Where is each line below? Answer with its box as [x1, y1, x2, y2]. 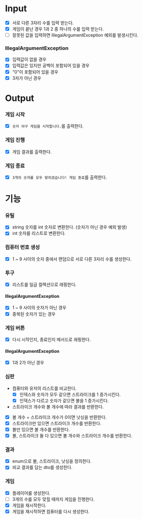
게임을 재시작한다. [12, 502, 47, 508]
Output [5, 92, 34, 104]
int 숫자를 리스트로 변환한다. [12, 231, 66, 236]
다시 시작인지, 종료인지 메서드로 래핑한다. [12, 336, 91, 342]
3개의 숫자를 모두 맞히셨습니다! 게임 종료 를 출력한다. [12, 174, 107, 180]
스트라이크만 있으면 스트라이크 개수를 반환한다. [12, 420, 102, 426]
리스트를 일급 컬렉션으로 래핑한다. [12, 282, 77, 288]
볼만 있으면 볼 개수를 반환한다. [12, 426, 70, 432]
